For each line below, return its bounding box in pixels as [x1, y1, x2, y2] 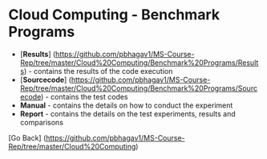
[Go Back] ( [8, 132, 47, 142]
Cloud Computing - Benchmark [8, 6, 220, 24]
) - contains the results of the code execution [23, 66, 173, 75]
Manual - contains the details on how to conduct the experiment [19, 100, 233, 110]
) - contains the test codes [40, 92, 128, 101]
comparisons [19, 117, 64, 127]
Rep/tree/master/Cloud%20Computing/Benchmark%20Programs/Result [19, 58, 259, 67]
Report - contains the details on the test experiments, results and [19, 108, 237, 118]
